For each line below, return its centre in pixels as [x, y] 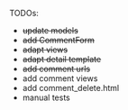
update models [50, 30]
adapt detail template [62, 59]
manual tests [46, 97]
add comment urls [56, 69]
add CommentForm [58, 40]
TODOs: [24, 13]
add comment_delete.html [71, 88]
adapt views [45, 50]
